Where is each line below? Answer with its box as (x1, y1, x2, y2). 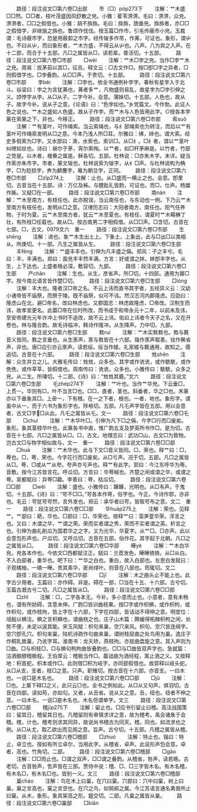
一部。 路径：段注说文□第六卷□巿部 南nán (41, 189, 166, 196)
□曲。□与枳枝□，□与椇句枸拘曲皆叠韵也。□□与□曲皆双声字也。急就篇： (6, 645, 188, 652)
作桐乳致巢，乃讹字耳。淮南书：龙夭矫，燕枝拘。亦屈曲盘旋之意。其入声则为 (6, 638, 191, 644)
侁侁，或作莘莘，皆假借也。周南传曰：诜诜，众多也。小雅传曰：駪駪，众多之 (6, 365, 191, 372)
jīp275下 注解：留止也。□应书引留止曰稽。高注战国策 (47, 704, 188, 711)
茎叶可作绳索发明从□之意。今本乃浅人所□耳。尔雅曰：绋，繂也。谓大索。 (6, 130, 185, 137)
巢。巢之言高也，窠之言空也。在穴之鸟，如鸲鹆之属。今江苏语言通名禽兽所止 (6, 785, 191, 791)
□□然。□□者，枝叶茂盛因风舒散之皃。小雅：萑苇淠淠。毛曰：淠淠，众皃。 (6, 12, 189, 19)
